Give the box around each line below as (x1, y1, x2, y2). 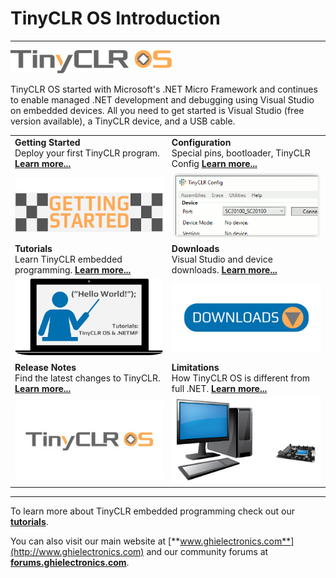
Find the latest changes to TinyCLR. (14, 372, 161, 384)
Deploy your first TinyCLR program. (14, 147, 160, 159)
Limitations (171, 361, 220, 373)
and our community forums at (146, 546, 269, 558)
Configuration (171, 136, 232, 148)
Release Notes (14, 361, 77, 373)
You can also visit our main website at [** (10, 535, 181, 547)
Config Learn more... (171, 157, 258, 169)
